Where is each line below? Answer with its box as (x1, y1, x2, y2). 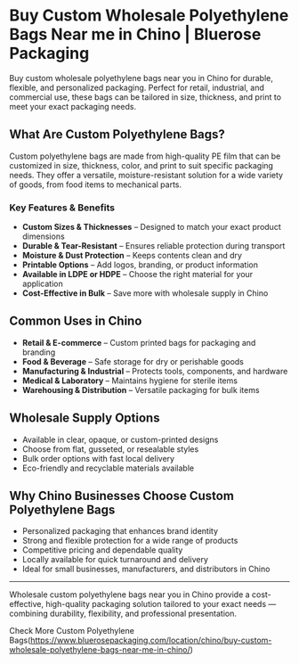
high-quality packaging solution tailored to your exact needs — (45, 599, 277, 610)
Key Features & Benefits (9, 201, 116, 214)
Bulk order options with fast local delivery (21, 453, 175, 463)
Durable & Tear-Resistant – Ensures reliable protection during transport (21, 241, 286, 251)
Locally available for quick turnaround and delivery (21, 554, 209, 565)
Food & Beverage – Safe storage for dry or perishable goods (21, 356, 245, 366)
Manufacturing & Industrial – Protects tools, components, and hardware (21, 365, 288, 376)
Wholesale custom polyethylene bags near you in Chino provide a (9, 589, 251, 600)
